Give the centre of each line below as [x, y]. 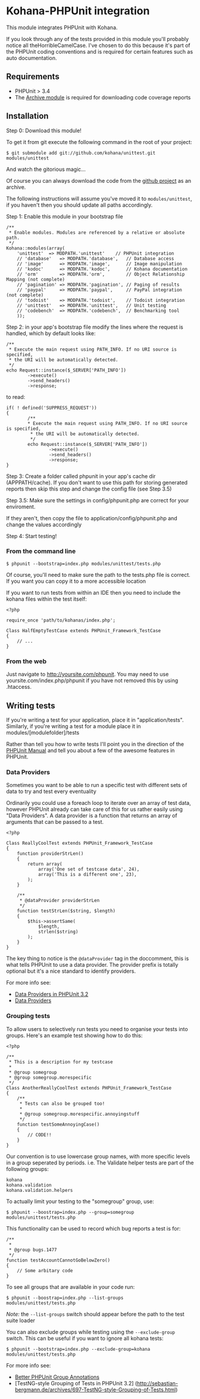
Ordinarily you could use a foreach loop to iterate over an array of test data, [99, 803]
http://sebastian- [157, 1383]
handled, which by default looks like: [51, 333]
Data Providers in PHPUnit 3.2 [51, 994]
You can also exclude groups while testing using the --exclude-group [91, 1332]
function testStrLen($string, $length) [66, 911]
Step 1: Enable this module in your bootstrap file [65, 216]
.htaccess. [19, 687]
